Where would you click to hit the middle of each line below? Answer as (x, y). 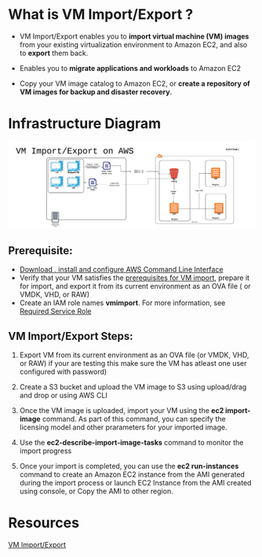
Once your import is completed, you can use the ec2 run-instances (129, 467)
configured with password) (63, 372)
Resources (44, 523)
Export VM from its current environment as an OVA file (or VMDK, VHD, (134, 355)
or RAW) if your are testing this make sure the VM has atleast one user (133, 363)
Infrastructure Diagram (85, 124)
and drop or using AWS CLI (63, 396)
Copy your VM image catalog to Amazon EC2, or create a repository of (135, 83)
